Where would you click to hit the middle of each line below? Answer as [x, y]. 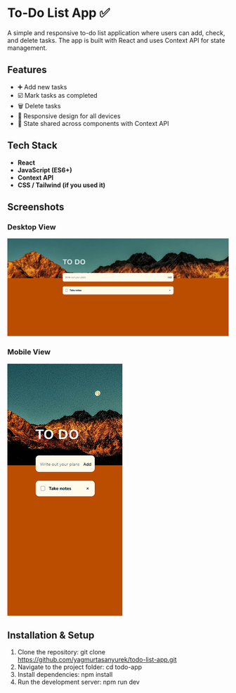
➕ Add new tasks [42, 87]
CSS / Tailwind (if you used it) [61, 185]
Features [27, 70]
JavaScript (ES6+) [45, 170]
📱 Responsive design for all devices [69, 116]
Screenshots [36, 206]
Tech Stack [32, 146]
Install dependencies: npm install [65, 675]
